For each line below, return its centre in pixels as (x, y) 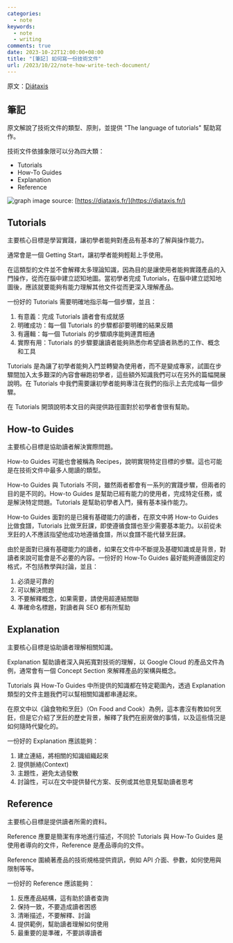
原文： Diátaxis (28, 86)
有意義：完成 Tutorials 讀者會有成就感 (71, 317)
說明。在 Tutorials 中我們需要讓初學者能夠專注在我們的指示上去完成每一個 (112, 383)
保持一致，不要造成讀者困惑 (57, 906)
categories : (24, 14)
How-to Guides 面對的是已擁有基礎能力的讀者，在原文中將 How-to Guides (113, 517)
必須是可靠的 (35, 581)
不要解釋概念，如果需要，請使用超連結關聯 (78, 599)
